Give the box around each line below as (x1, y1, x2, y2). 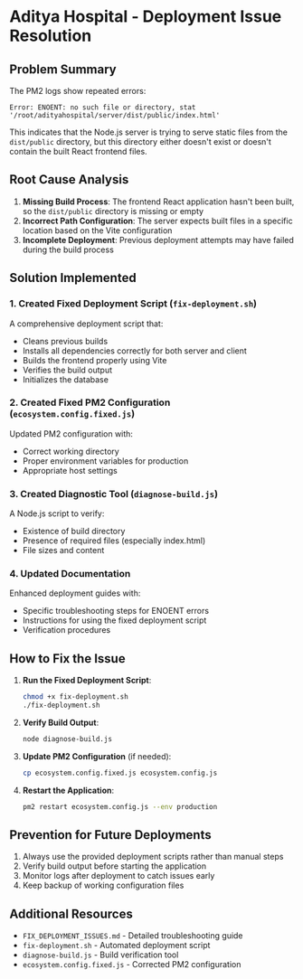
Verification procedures (22, 625, 111, 635)
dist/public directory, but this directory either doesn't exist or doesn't (9, 136, 271, 146)
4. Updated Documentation (9, 568, 131, 580)
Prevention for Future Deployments (9, 827, 212, 843)
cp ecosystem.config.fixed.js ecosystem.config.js (22, 768, 218, 777)
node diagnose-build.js (22, 734, 113, 743)
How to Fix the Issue (9, 651, 126, 666)
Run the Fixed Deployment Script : (22, 675, 152, 686)
